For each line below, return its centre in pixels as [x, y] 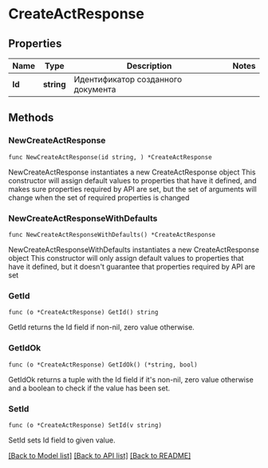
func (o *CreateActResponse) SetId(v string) [85, 425]
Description [149, 66]
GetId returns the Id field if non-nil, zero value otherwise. [102, 327]
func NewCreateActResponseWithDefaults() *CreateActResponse [112, 234]
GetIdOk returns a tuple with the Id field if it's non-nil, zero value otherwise [131, 379]
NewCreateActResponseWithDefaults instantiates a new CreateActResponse [134, 250]
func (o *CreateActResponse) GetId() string [83, 313]
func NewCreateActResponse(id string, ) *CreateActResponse [110, 157]
